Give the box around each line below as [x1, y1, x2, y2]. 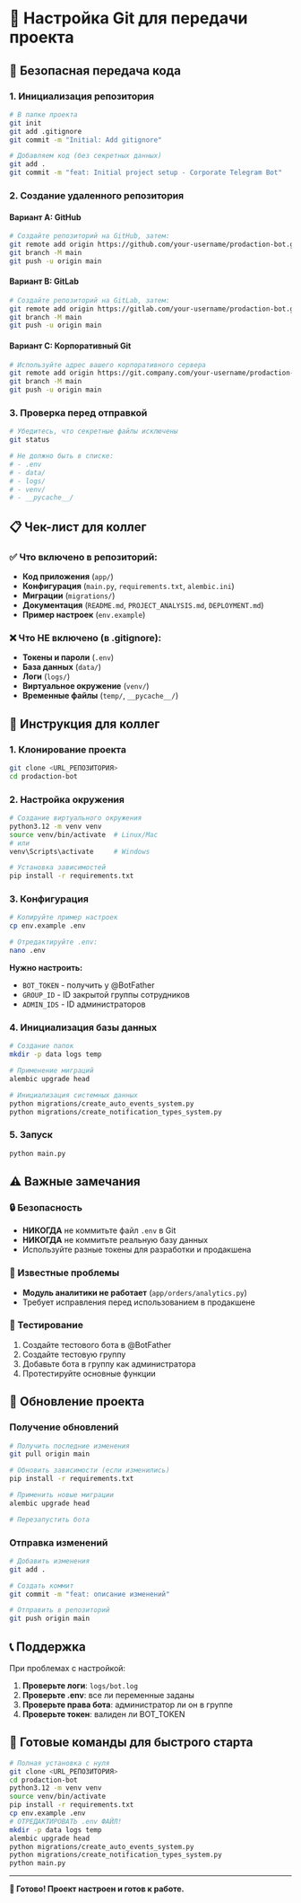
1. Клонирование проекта [9, 743, 127, 755]
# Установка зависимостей [9, 863, 106, 872]
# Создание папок [9, 1042, 74, 1051]
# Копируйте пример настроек [9, 913, 118, 922]
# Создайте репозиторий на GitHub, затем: [9, 232, 170, 241]
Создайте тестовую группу [21, 1349, 126, 1360]
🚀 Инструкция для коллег [9, 716, 160, 731]
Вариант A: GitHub [9, 211, 82, 223]
